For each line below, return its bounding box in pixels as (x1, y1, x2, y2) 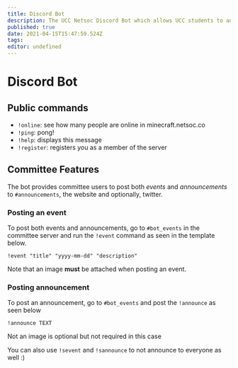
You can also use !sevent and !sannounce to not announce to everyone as (7, 346, 222, 355)
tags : (7, 37, 23, 44)
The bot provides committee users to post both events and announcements (7, 182, 228, 191)
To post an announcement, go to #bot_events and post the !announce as (7, 299, 216, 307)
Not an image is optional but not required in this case (7, 332, 161, 340)
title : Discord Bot (7, 10, 65, 18)
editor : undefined (7, 43, 62, 50)
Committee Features (7, 163, 100, 176)
